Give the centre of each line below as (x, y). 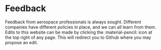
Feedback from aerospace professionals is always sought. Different (73, 22)
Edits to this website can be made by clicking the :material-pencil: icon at (79, 32)
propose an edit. (22, 42)
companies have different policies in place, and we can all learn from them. (81, 27)
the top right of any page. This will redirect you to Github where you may (78, 37)
